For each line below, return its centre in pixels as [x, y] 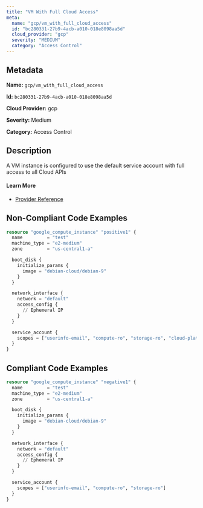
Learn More [21, 186]
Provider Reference [39, 199]
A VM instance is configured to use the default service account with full [95, 165]
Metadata [25, 70]
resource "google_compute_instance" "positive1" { [71, 232]
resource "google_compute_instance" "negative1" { [71, 382]
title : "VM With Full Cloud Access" [52, 12]
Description [29, 151]
